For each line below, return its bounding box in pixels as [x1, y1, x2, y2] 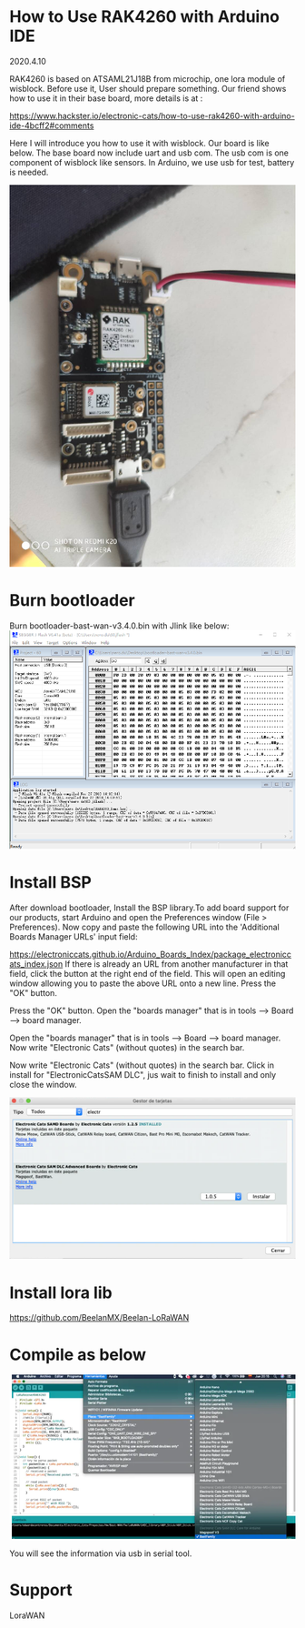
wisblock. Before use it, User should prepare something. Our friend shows [9, 83, 287, 94]
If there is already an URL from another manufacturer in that [64, 958, 289, 970]
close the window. [9, 1079, 77, 1090]
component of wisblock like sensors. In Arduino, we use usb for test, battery [9, 156, 295, 167]
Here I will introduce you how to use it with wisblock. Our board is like [9, 137, 270, 148]
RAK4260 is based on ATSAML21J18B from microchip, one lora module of [9, 73, 286, 84]
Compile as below [9, 1344, 147, 1365]
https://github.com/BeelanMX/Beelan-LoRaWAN [9, 1312, 190, 1323]
